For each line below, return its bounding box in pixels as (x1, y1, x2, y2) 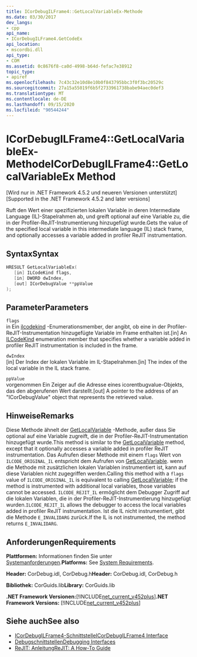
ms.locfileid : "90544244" (6, 107, 69, 113)
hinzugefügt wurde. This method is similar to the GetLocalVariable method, (6, 439, 186, 446)
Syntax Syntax (6, 249, 59, 259)
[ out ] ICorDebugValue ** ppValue (13, 280, 93, 287)
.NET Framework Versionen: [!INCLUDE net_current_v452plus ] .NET (6, 593, 168, 600)
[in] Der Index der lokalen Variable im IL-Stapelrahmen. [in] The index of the (6, 358, 188, 366)
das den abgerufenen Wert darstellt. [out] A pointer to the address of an (6, 387, 179, 394)
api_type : (6, 52, 30, 58)
